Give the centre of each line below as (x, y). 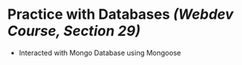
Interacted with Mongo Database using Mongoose (100, 52)
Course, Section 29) (74, 31)
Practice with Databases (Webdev (121, 14)
